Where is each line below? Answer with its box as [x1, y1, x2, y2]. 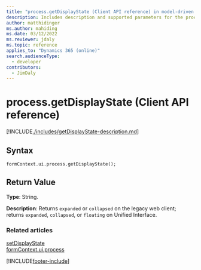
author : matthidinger [6, 20, 60, 26]
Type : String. [6, 193, 39, 200]
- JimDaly [11, 70, 36, 76]
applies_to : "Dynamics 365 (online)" [6, 48, 100, 54]
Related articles [6, 226, 53, 234]
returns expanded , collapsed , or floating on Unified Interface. [6, 211, 157, 218]
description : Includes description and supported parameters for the [6, 14, 184, 20]
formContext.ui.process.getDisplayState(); [6, 161, 117, 167]
